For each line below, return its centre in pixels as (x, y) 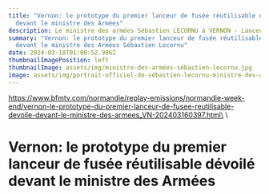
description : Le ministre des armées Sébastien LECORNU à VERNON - (123, 30)
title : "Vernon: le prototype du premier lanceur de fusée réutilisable (132, 16)
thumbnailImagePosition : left (59, 61)
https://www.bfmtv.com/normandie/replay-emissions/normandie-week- (127, 97)
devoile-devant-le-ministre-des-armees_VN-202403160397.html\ (116, 115)
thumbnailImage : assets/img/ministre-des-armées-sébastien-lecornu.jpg (130, 68)
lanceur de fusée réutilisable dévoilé (132, 164)
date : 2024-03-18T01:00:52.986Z (62, 53)
